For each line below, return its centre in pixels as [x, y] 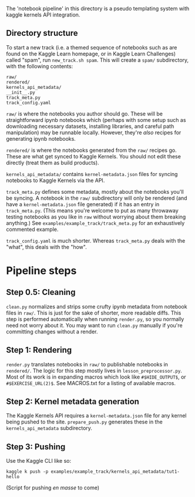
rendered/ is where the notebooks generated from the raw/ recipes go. [92, 150]
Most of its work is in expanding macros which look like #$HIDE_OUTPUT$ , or [96, 377]
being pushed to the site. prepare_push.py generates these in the [84, 422]
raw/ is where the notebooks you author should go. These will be [85, 114]
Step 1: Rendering [39, 350]
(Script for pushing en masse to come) [53, 488]
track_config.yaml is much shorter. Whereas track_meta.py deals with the [96, 240]
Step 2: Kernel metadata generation [73, 402]
